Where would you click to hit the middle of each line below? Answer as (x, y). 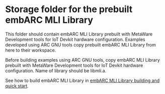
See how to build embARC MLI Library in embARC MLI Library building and (82, 80)
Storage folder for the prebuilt (69, 9)
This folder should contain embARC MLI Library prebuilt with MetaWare (79, 34)
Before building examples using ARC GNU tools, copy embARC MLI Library (82, 60)
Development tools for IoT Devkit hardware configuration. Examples (75, 39)
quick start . (17, 86)
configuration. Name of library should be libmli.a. (56, 70)
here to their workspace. (31, 50)
